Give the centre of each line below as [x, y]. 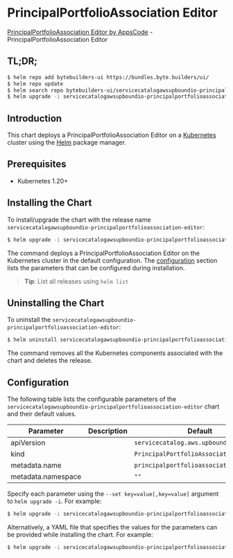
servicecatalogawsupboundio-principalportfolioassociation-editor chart [113, 407]
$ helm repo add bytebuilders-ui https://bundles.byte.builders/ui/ [108, 77]
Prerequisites [37, 164]
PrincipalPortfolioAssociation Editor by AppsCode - [80, 32]
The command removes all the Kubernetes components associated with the [115, 353]
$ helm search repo [35, 90]
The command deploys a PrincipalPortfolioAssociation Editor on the [103, 253]
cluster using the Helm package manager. [67, 142]
